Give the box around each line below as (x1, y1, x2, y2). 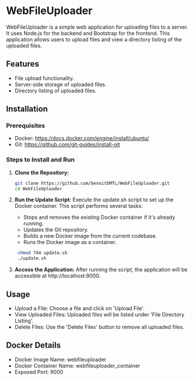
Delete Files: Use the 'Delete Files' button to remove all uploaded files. (14, 324, 185, 331)
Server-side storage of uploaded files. (14, 81, 107, 88)
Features (6, 59, 39, 69)
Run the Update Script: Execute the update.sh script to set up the (14, 196, 174, 203)
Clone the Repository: (14, 169, 69, 176)
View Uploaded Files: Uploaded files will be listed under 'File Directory (14, 311, 185, 318)
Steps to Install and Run (6, 156, 75, 164)
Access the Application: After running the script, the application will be (14, 266, 188, 273)
